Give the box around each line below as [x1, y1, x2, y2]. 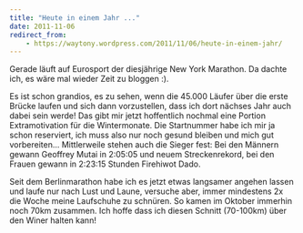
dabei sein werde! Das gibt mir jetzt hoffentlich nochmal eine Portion [9, 110, 267, 121]
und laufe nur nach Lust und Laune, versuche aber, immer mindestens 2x [9, 186, 284, 197]
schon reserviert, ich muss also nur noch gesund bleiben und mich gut [9, 129, 275, 141]
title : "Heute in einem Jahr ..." [9, 13, 141, 23]
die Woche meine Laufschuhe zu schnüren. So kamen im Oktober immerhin [9, 196, 293, 207]
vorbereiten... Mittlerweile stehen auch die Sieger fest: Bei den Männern [9, 139, 279, 150]
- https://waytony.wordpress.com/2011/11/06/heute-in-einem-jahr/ [25, 38, 283, 48]
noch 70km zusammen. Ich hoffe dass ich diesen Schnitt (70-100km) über [9, 206, 288, 217]
